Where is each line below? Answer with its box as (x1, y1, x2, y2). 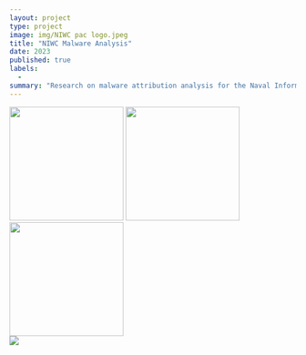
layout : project (9, 13, 71, 23)
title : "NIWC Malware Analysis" (9, 38, 132, 48)
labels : (9, 65, 39, 74)
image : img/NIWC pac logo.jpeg (9, 30, 128, 39)
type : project (9, 22, 64, 31)
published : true (9, 56, 71, 65)
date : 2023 (9, 47, 51, 56)
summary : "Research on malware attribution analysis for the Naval (9, 81, 271, 90)
